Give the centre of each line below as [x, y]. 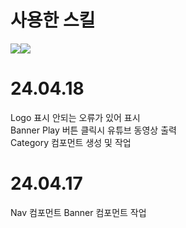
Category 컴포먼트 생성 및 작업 [71, 142]
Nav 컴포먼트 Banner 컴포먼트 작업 [78, 212]
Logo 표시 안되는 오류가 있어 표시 [75, 117]
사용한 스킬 [53, 20]
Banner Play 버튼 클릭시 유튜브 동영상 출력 [93, 130]
